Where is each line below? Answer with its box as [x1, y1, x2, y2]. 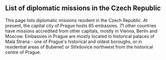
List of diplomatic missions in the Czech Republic [5, 4, 161, 12]
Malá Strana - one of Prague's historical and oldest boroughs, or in [5, 38, 142, 44]
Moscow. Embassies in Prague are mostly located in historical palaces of [5, 33, 155, 39]
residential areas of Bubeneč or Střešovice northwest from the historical [5, 43, 153, 49]
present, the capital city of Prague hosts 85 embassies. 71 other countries [5, 22, 157, 28]
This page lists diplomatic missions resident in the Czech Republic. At [5, 17, 148, 23]
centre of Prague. [5, 49, 41, 55]
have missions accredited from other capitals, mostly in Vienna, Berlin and [5, 27, 158, 34]
